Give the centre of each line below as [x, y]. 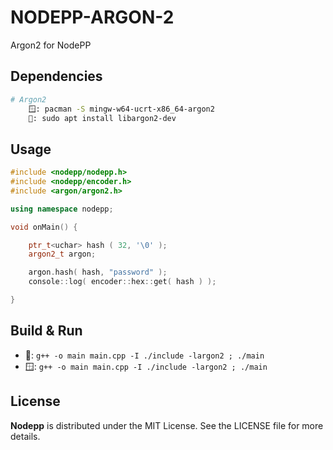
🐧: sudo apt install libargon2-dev [102, 118]
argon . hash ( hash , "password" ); [98, 272]
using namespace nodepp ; [62, 209]
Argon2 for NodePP [51, 45]
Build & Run [46, 331]
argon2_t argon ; [62, 254]
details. [25, 436]
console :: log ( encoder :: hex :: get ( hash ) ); [122, 282]
